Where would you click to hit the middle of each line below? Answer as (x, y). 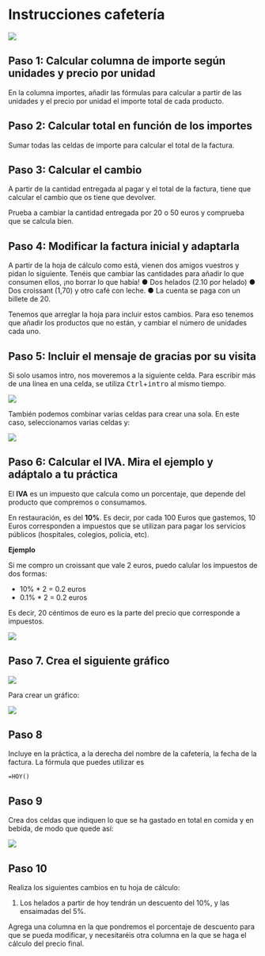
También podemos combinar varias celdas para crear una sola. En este (124, 414)
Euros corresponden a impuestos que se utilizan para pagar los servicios (127, 526)
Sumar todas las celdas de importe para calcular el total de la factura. (121, 145)
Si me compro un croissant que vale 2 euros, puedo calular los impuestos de (133, 565)
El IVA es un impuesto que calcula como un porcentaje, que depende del (127, 493)
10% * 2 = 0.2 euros (53, 589)
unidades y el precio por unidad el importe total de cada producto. (116, 101)
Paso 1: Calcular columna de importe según (117, 61)
